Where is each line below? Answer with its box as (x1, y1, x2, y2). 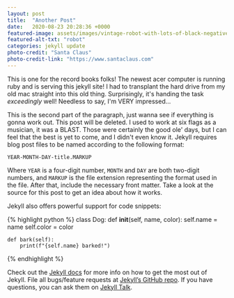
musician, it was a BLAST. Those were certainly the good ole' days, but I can (7, 125, 227, 133)
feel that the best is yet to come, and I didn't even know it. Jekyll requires (7, 133, 217, 141)
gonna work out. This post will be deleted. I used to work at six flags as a (7, 118, 217, 126)
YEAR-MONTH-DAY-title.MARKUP (7, 154, 92, 161)
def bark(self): (7, 236, 54, 243)
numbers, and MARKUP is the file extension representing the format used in (7, 173, 217, 181)
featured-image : (7, 29, 54, 37)
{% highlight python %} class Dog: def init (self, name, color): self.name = (7, 215, 218, 223)
